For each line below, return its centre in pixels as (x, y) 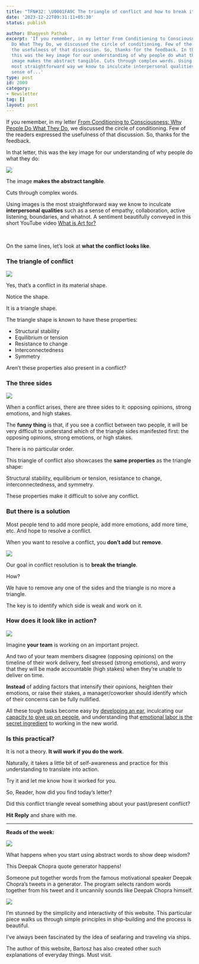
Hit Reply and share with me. (41, 815)
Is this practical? (31, 738)
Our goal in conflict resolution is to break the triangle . (72, 565)
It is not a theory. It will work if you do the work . (65, 752)
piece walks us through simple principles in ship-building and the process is (99, 920)
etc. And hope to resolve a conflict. (49, 530)
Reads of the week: (30, 832)
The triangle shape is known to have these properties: (72, 319)
